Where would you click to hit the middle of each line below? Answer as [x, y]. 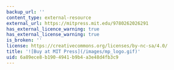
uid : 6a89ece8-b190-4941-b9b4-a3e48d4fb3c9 [63, 57]
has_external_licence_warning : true [53, 29]
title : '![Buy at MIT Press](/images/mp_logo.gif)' [73, 52]
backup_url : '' [26, 12]
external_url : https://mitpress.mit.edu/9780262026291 [78, 23]
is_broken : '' [24, 40]
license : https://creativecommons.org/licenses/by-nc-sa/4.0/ [87, 46]
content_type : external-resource [49, 18]
